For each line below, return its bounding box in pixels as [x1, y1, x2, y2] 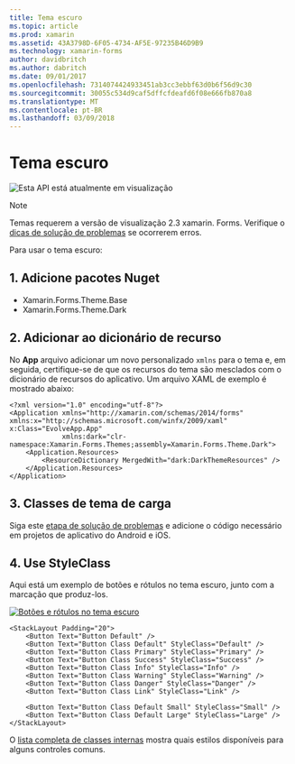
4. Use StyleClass [9, 556, 111, 571]
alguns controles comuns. [9, 744, 106, 755]
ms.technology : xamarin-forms [9, 47, 124, 56]
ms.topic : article [9, 22, 78, 31]
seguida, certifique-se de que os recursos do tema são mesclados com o [9, 364, 282, 374]
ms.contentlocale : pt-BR [9, 106, 103, 115]
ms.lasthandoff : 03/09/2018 [9, 114, 115, 123]
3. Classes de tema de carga [9, 496, 171, 511]
